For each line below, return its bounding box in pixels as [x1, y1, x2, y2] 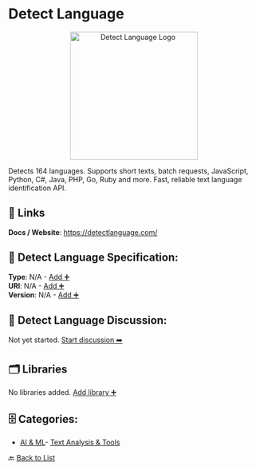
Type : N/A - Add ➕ [8, 272, 70, 281]
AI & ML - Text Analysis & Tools [19, 437, 120, 447]
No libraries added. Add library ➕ [8, 388, 117, 397]
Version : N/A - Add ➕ [8, 289, 80, 300]
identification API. [8, 183, 66, 193]
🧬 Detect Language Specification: [8, 251, 179, 265]
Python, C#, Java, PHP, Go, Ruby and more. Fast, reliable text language [8, 174, 242, 184]
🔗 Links [8, 206, 45, 220]
